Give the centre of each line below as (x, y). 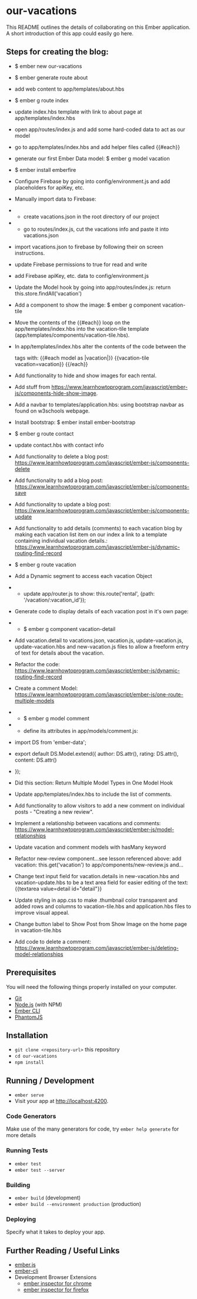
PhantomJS (29, 1017)
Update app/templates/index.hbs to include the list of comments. (93, 794)
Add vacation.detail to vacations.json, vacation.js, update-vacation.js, (99, 640)
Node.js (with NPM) (39, 1004)
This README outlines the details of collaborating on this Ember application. (98, 27)
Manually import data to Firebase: (55, 199)
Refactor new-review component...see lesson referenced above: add (98, 858)
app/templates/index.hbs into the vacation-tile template (82, 328)
